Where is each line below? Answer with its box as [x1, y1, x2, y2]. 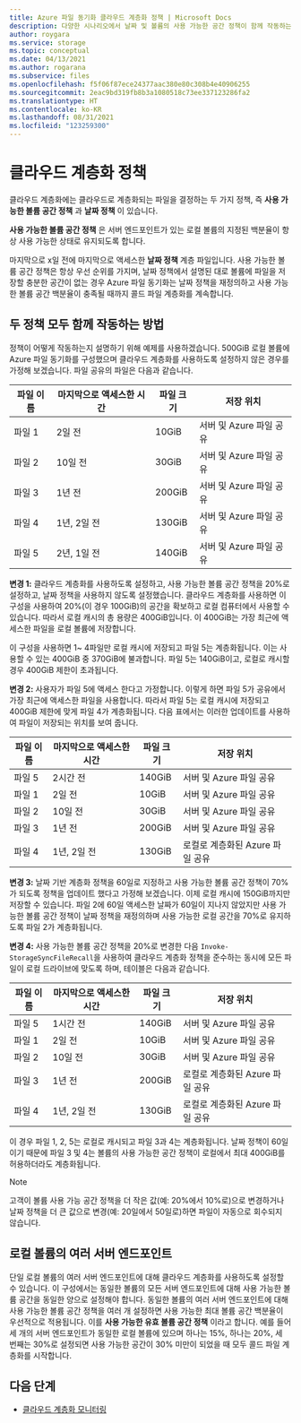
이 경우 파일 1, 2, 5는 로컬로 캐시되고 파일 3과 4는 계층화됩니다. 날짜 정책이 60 [9, 1135, 282, 1147]
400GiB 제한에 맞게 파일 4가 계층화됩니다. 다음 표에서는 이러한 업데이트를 [9, 705, 267, 717]
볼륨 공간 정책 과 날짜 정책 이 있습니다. [25, 205, 159, 216]
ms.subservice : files [9, 72, 90, 81]
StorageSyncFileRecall [9, 953, 94, 962]
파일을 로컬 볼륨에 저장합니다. [32, 623, 136, 634]
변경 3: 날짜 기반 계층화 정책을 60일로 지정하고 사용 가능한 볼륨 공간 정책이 [9, 876, 271, 887]
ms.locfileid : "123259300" [9, 122, 110, 131]
